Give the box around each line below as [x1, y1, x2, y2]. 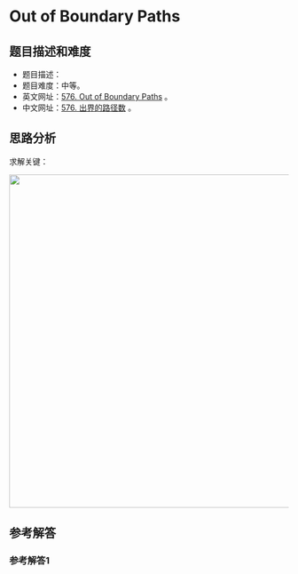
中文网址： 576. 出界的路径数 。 [21, 102, 136, 113]
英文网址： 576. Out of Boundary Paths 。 [21, 92, 173, 101]
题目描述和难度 [9, 44, 91, 59]
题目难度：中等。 [21, 80, 85, 91]
